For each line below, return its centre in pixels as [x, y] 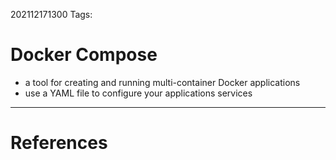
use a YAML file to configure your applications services [138, 93]
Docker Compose [84, 55]
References [59, 143]
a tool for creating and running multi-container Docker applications [162, 82]
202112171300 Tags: [51, 14]
